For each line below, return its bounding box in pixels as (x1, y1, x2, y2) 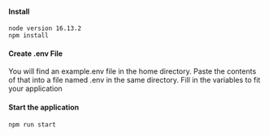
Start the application (8, 102, 80, 112)
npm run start (8, 120, 57, 129)
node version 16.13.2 (8, 24, 82, 32)
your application (8, 83, 63, 93)
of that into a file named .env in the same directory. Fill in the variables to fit (8, 75, 261, 85)
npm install (8, 32, 49, 40)
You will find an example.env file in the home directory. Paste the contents (8, 66, 257, 76)
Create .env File (8, 49, 63, 58)
